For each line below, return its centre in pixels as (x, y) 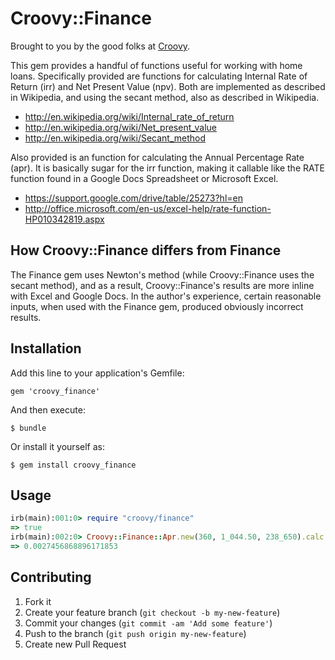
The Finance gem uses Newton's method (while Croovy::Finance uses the (162, 274)
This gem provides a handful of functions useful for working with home (156, 65)
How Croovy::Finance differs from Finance (146, 250)
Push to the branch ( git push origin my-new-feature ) (135, 633)
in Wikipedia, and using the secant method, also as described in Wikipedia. (165, 97)
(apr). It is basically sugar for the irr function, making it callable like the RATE (167, 168)
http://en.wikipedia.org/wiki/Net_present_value (121, 127)
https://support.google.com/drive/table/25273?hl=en (133, 198)
